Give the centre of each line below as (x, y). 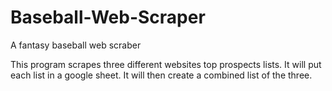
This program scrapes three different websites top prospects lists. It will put (166, 64)
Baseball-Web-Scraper (108, 17)
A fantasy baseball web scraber (76, 45)
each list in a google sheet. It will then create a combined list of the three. (161, 75)
